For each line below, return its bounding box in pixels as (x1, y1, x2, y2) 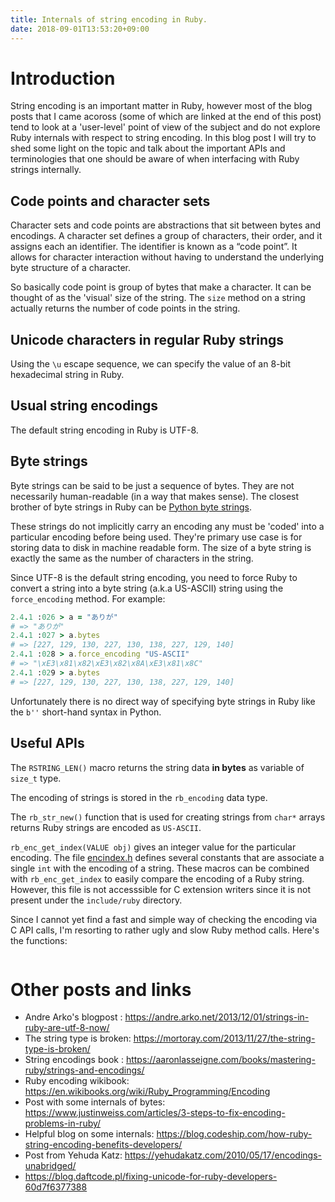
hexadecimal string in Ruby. (10, 369, 125, 381)
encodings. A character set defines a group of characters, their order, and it (10, 230, 323, 242)
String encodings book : (24, 1054, 124, 1066)
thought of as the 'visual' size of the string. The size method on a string (10, 292, 306, 304)
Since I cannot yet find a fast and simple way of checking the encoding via (10, 913, 318, 925)
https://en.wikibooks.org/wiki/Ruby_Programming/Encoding (24, 1086, 271, 1098)
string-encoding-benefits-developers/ (24, 1139, 183, 1151)
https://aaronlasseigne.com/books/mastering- (125, 1054, 316, 1066)
